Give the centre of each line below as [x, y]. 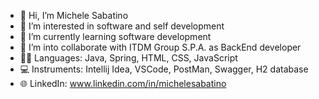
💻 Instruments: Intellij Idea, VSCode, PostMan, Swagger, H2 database [164, 69]
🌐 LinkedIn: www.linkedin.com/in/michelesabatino [123, 83]
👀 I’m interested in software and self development [122, 26]
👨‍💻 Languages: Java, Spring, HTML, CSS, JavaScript [128, 58]
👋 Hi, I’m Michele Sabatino [74, 15]
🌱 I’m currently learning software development [115, 36]
